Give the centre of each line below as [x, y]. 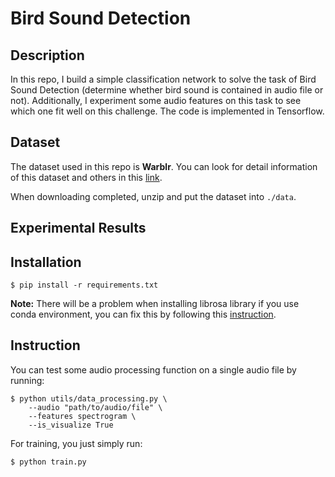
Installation [46, 262]
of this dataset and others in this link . [86, 177]
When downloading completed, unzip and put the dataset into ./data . [153, 196]
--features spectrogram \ [82, 416]
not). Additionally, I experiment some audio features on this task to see [156, 100]
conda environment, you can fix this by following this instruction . [143, 314]
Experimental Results [78, 228]
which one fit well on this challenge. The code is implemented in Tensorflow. [167, 111]
